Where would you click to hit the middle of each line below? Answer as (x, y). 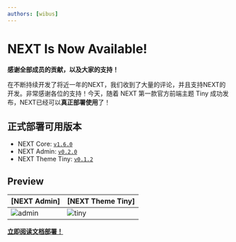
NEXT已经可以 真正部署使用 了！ (65, 102)
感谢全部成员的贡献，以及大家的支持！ (63, 69)
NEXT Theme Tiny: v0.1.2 (55, 159)
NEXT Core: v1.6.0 (45, 144)
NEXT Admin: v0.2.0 (47, 151)
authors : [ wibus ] (33, 14)
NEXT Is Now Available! (77, 48)
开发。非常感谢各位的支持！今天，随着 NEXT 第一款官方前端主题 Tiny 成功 (115, 93)
